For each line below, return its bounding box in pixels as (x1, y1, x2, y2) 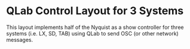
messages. (6, 36, 33, 43)
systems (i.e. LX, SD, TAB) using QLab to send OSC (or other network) (6, 30, 179, 37)
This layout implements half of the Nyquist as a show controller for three (6, 24, 184, 31)
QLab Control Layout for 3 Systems (6, 4, 184, 18)
